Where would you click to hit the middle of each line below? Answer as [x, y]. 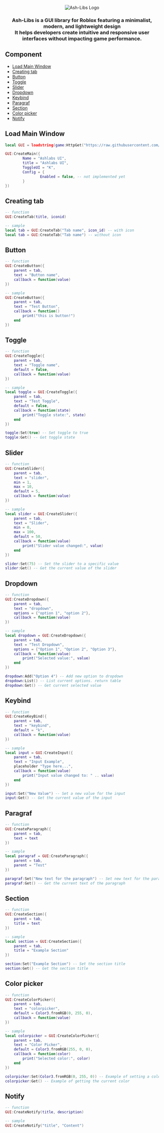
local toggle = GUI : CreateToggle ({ [41, 392]
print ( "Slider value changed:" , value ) [63, 546]
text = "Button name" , [37, 275]
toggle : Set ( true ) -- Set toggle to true [47, 433]
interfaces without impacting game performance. [82, 38]
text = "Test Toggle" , [37, 401]
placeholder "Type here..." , [43, 766]
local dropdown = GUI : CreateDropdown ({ [46, 636]
